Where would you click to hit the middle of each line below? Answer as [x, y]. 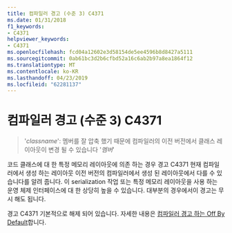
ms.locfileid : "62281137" [44, 84]
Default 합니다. [27, 223]
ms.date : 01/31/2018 [37, 20]
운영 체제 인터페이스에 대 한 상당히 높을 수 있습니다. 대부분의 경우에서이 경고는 [112, 190]
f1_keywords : [26, 26]
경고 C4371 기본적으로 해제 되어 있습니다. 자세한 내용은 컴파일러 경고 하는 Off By [116, 214]
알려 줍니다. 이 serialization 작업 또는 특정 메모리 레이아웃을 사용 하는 [124, 182]
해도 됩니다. [30, 199]
